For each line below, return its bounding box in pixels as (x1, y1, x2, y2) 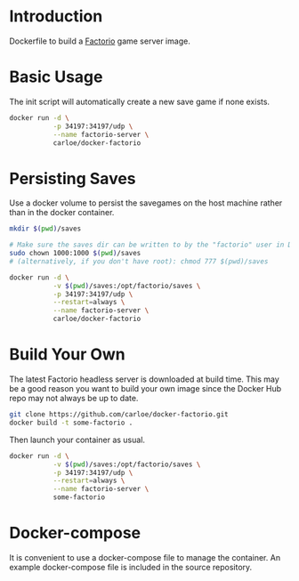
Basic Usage (9, 67, 103, 87)
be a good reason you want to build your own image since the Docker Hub (9, 383, 282, 393)
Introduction (9, 6, 103, 27)
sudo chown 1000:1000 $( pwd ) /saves (9, 249, 141, 258)
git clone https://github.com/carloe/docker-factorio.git (9, 410, 229, 419)
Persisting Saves (9, 168, 136, 189)
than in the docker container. (9, 207, 115, 218)
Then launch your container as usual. (9, 434, 145, 445)
